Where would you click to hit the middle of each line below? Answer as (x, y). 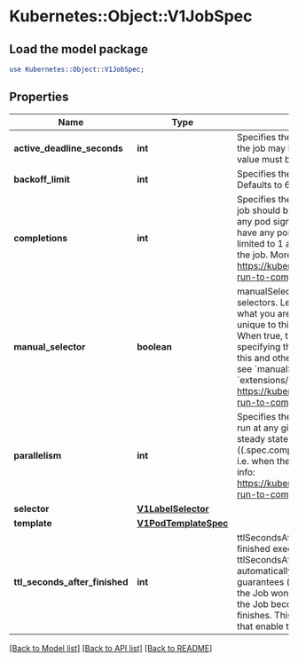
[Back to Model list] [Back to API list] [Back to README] (111, 648)
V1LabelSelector (173, 508)
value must (259, 159)
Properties (39, 97)
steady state (262, 438)
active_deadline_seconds (69, 148)
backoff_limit (42, 179)
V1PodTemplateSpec (183, 523)
